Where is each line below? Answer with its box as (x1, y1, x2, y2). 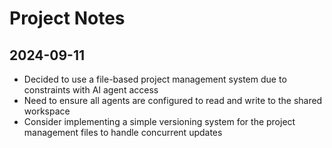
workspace (23, 105, 71, 117)
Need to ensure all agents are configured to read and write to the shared (23, 95, 323, 106)
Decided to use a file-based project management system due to (23, 73, 287, 85)
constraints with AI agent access (23, 84, 159, 96)
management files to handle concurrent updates (23, 127, 223, 138)
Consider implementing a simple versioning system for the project (23, 116, 296, 127)
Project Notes (9, 7, 126, 30)
